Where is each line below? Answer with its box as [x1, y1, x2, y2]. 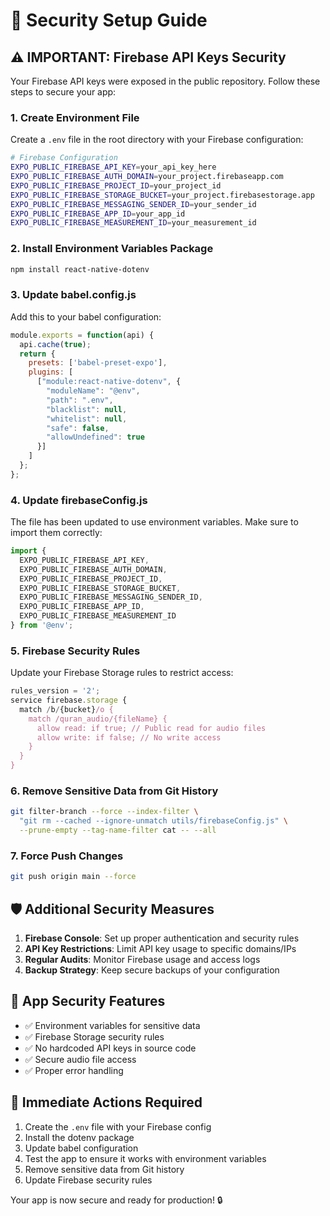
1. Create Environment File [10, 110, 140, 124]
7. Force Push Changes [10, 849, 124, 863]
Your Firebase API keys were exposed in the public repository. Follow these [10, 75, 321, 87]
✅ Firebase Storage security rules [24, 1030, 165, 1043]
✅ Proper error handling [24, 1064, 124, 1076]
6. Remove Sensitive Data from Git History [10, 784, 219, 798]
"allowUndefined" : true [46, 432, 145, 443]
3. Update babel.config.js [10, 288, 137, 302]
